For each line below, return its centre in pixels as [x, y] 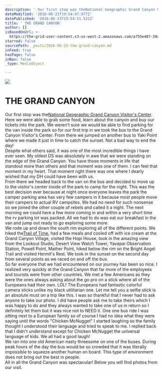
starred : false [20, 41]
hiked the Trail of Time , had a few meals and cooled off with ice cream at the [81, 233]
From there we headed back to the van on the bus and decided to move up [80, 182]
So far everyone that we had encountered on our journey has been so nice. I [81, 264]
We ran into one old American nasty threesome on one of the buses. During [81, 342]
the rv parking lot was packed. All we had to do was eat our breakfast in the [81, 218]
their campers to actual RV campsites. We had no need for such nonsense [79, 203]
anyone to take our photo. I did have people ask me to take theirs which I [78, 300]
